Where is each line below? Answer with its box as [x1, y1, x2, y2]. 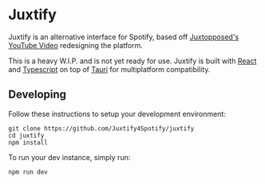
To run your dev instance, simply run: [8, 152, 131, 162]
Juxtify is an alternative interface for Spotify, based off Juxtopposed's [8, 32, 239, 42]
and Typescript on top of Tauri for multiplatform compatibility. [8, 64, 211, 74]
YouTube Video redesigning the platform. [8, 40, 144, 50]
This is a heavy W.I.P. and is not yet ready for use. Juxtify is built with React [8, 56, 257, 66]
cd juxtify [8, 131, 45, 139]
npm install [8, 138, 48, 146]
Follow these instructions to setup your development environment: [8, 109, 226, 118]
